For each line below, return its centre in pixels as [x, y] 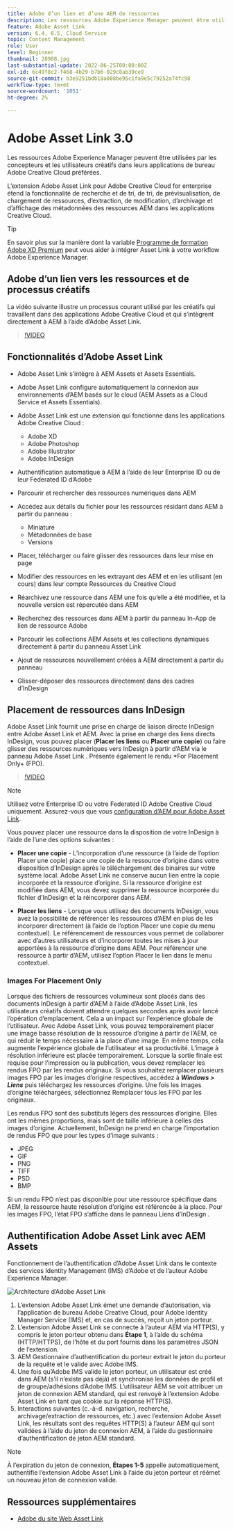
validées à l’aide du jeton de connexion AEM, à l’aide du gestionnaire [115, 1431]
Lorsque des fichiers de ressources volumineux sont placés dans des [106, 996]
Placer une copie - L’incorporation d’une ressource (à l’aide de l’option [118, 853]
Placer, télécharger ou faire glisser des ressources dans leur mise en [115, 555]
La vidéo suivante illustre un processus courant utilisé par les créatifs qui [111, 306]
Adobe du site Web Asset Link [60, 1519]
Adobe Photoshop [53, 443]
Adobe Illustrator [51, 451]
